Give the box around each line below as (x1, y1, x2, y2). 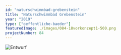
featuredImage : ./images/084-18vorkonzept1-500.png (5, 26, 116, 31)
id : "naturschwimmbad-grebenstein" (5, 7, 80, 12)
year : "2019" (5, 16, 33, 21)
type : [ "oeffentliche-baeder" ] (5, 21, 71, 26)
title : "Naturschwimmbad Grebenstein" (5, 12, 87, 17)
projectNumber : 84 (5, 30, 44, 35)
